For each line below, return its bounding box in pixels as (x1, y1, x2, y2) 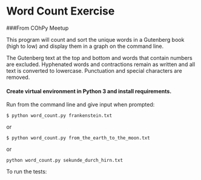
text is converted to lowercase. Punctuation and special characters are (6, 67, 183, 74)
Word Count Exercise (6, 4, 115, 18)
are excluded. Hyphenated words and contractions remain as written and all (6, 61, 196, 68)
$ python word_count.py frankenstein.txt (6, 113, 113, 119)
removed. (6, 73, 30, 81)
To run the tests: (6, 168, 47, 175)
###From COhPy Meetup (6, 24, 69, 32)
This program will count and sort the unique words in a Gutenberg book (6, 36, 185, 43)
